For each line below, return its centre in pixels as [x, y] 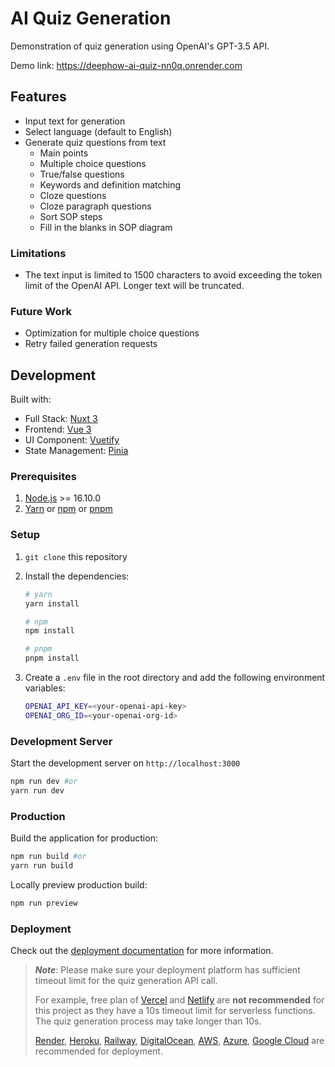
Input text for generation [75, 121]
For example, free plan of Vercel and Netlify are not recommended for [179, 1000]
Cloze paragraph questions [95, 206]
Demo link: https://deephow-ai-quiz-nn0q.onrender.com [126, 65]
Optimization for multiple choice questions [112, 333]
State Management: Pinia [76, 451]
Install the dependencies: [77, 576]
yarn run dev [37, 790]
